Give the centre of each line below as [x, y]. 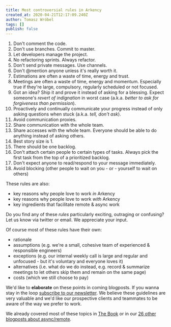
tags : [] [15, 24]
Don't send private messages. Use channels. [60, 65]
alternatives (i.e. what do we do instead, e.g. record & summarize [81, 267]
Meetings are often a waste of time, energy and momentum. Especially [87, 82]
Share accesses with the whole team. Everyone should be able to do [85, 130]
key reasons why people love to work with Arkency [66, 199]
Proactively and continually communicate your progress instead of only [88, 109]
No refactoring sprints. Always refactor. [54, 60]
